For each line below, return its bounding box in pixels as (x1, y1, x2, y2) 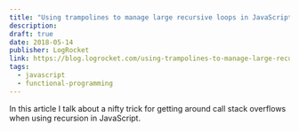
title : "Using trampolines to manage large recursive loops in (9, 12, 249, 22)
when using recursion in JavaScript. (9, 113, 141, 123)
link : (9, 54, 29, 63)
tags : (9, 63, 29, 72)
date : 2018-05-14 (9, 37, 74, 47)
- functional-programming (17, 79, 114, 88)
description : (9, 21, 58, 30)
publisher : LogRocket (9, 46, 90, 55)
